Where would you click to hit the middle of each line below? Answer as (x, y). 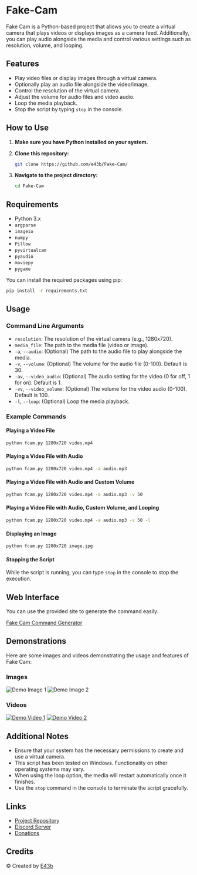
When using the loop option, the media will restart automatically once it (100, 776)
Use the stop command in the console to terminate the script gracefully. (101, 788)
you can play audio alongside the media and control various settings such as (98, 39)
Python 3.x (28, 219)
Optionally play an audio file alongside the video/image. (81, 84)
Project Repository (37, 821)
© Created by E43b (30, 866)
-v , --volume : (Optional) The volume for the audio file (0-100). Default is (101, 364)
